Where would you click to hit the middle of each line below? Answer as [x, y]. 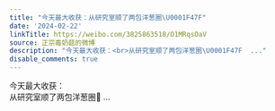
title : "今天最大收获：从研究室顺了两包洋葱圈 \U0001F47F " [108, 17]
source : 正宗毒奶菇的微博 [53, 43]
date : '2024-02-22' [46, 26]
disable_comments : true [54, 59]
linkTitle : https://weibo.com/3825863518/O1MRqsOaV [108, 34]
